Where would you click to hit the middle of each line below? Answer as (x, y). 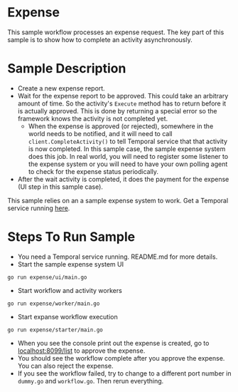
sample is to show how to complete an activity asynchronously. (100, 39)
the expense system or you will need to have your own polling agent (128, 164)
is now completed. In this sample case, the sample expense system (127, 149)
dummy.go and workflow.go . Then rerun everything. (91, 381)
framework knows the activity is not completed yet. (93, 118)
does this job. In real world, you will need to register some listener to (128, 156)
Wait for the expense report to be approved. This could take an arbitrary (123, 96)
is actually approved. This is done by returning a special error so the (117, 110)
